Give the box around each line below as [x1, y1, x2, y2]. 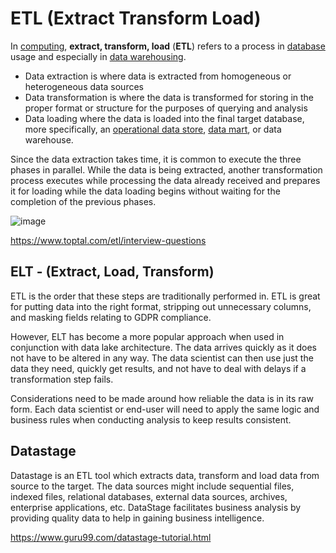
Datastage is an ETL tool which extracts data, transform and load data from [10, 469, 320, 481]
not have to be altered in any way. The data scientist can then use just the [10, 352, 314, 364]
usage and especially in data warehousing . [10, 50, 187, 62]
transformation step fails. [10, 373, 114, 385]
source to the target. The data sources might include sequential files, [10, 480, 295, 492]
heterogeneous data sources [24, 80, 144, 92]
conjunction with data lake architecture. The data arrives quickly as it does [10, 341, 317, 353]
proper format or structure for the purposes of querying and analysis [24, 102, 308, 114]
